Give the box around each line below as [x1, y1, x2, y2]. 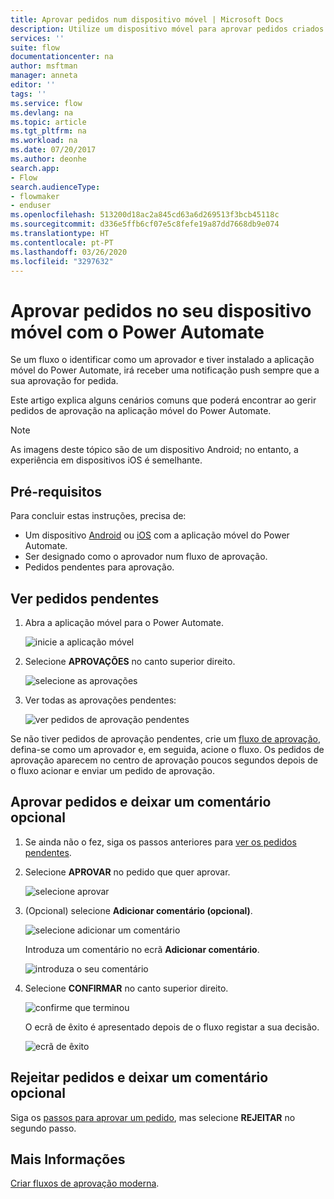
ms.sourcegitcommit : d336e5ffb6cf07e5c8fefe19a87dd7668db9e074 [10, 219, 280, 230]
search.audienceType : [10, 182, 101, 192]
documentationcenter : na [10, 52, 114, 62]
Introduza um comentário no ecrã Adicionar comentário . [24, 943, 260, 955]
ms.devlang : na [10, 107, 74, 118]
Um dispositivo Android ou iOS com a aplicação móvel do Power [24, 529, 290, 541]
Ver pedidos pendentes [10, 590, 160, 607]
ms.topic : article [10, 117, 87, 127]
